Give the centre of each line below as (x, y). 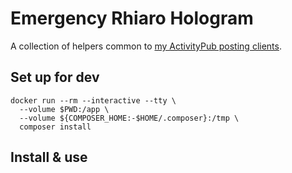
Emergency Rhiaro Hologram (132, 18)
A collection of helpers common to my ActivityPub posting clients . (146, 46)
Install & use (49, 157)
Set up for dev (55, 77)
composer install (55, 127)
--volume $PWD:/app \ (64, 109)
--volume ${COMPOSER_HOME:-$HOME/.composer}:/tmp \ (129, 118)
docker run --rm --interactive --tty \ (93, 100)
